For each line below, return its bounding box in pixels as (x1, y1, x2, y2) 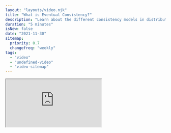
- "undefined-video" (10, 60, 53, 65)
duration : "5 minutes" (5, 21, 53, 27)
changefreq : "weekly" (10, 45, 56, 50)
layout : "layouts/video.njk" (5, 7, 67, 13)
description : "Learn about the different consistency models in (5, 17, 145, 22)
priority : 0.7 (10, 41, 40, 46)
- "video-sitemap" (10, 64, 49, 69)
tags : (5, 50, 17, 55)
